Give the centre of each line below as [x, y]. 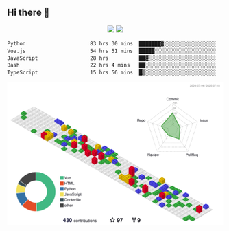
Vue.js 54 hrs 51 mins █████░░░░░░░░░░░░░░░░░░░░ [111, 51]
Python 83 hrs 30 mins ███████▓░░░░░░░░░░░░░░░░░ [111, 43]
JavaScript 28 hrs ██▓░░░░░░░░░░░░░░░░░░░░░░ [111, 58]
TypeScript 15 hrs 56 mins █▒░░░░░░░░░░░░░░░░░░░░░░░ [111, 73]
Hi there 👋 [28, 13]
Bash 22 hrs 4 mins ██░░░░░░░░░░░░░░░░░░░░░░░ [111, 65]
